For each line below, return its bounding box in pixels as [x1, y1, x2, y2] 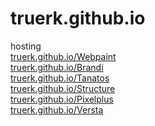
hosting [10, 40, 42, 52]
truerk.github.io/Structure [10, 82, 116, 94]
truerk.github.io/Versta [10, 103, 104, 116]
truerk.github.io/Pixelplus [10, 93, 114, 105]
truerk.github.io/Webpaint [10, 50, 117, 62]
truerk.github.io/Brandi [10, 61, 104, 73]
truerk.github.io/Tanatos [10, 72, 110, 84]
